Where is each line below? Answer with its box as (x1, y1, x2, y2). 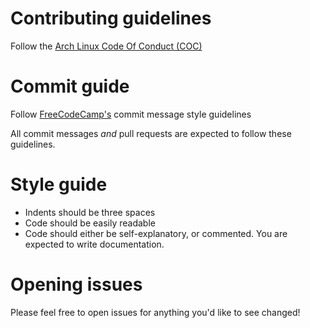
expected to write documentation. (24, 238, 165, 250)
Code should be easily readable (24, 217, 156, 229)
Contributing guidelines (10, 7, 212, 30)
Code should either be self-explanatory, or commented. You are (24, 227, 288, 239)
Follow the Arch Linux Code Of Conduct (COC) (10, 40, 203, 52)
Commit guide (10, 75, 130, 98)
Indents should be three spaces (24, 206, 156, 218)
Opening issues (10, 273, 143, 296)
